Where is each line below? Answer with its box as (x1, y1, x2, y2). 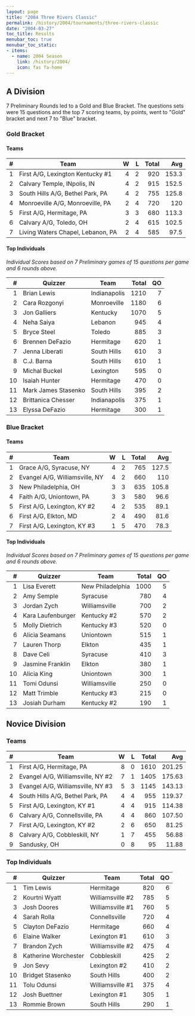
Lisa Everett (23, 582, 56, 590)
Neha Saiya (23, 318, 55, 326)
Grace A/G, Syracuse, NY (18, 463, 90, 472)
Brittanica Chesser (23, 396, 75, 404)
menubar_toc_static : (6, 42, 58, 48)
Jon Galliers (23, 308, 57, 317)
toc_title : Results (6, 31, 55, 37)
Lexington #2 (89, 961, 127, 969)
